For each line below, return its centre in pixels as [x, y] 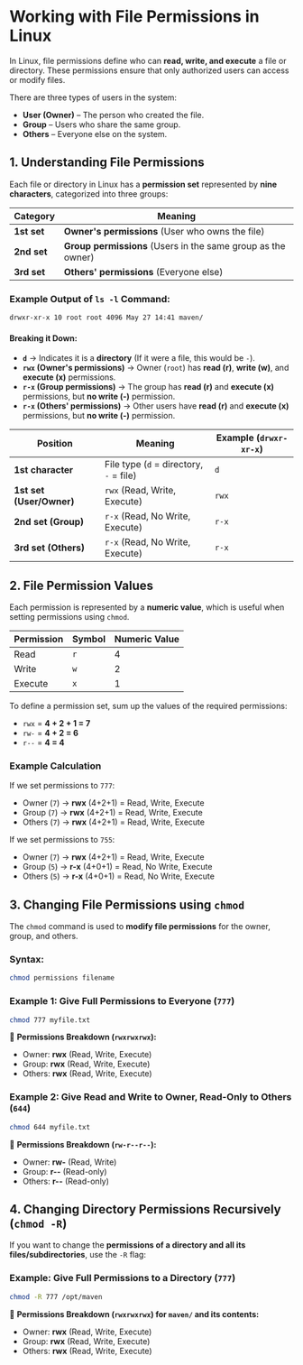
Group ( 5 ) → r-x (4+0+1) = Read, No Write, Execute [117, 867]
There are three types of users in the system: [93, 97]
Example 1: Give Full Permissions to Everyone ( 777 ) [122, 1001]
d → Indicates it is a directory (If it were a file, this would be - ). [138, 358]
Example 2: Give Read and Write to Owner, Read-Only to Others [151, 1097]
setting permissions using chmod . [69, 616]
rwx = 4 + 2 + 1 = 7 [56, 723]
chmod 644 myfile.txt [50, 1127]
